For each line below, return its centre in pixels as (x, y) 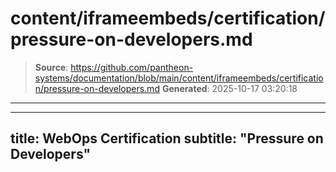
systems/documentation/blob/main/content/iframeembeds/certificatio (179, 78)
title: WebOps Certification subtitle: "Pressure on (167, 138)
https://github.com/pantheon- (132, 67)
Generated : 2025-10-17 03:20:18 (229, 88)
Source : (51, 67)
